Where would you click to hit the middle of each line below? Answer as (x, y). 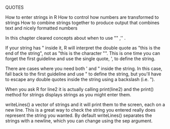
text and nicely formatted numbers (41, 28)
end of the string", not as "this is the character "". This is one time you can (83, 53)
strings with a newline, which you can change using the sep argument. (79, 121)
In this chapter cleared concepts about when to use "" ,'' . (65, 38)
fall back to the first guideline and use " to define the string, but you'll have (83, 74)
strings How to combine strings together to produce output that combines (82, 23)
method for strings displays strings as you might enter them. (68, 95)
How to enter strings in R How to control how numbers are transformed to (82, 17)
